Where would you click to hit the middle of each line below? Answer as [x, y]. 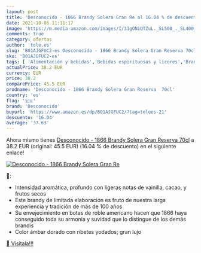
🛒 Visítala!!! [20, 243]
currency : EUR [24, 73]
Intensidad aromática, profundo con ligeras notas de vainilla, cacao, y [100, 188]
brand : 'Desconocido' [33, 106]
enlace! [15, 153]
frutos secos [31, 194]
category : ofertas [29, 39]
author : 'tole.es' [29, 45]
